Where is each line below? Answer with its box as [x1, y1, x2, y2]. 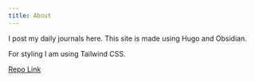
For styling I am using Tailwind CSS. [8, 49, 126, 58]
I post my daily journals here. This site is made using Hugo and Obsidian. [8, 33, 247, 43]
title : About [8, 11, 52, 20]
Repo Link [8, 64, 41, 74]
